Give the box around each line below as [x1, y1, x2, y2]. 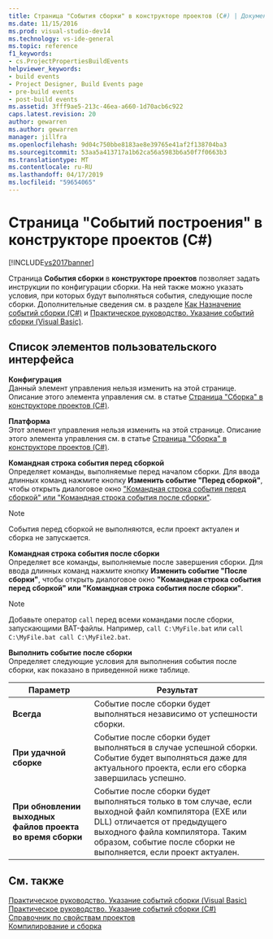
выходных [12, 810, 55, 822]
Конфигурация [8, 374, 63, 384]
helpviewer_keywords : [8, 65, 82, 73]
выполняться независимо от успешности [93, 708, 258, 719]
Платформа [8, 416, 50, 426]
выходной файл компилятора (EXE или [93, 806, 247, 817]
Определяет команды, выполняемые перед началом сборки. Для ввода [8, 466, 260, 476]
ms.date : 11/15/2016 [8, 20, 79, 28]
